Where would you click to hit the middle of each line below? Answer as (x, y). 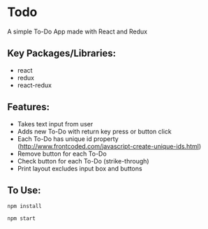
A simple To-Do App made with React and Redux (77, 31)
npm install (24, 207)
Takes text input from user (55, 124)
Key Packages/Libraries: (62, 53)
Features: (29, 107)
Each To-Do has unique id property (68, 139)
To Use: (24, 190)
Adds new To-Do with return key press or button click (95, 131)
